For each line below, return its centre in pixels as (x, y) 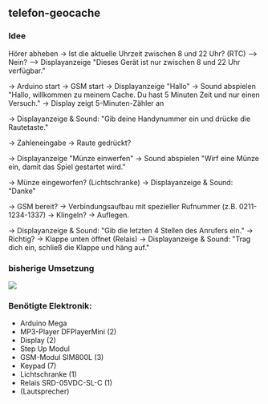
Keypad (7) (38, 366)
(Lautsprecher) (45, 391)
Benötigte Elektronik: (50, 305)
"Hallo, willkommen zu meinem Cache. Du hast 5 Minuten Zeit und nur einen (134, 95)
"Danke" (22, 191)
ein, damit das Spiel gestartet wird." (67, 167)
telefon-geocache (55, 13)
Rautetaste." (28, 127)
